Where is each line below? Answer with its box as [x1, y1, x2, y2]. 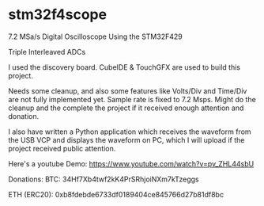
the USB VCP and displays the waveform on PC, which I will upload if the [8, 135, 245, 144]
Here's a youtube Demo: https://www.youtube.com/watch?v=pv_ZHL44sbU [8, 158, 255, 168]
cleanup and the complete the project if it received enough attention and [8, 103, 244, 113]
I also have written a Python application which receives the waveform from [8, 127, 251, 136]
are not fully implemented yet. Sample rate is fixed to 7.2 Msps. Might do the [8, 94, 257, 104]
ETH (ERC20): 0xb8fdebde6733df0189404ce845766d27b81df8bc [8, 189, 224, 199]
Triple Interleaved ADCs [8, 47, 86, 56]
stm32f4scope [8, 6, 107, 24]
